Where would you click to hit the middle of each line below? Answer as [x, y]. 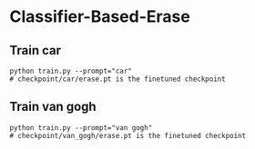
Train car [36, 50]
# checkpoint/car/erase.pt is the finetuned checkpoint [117, 79]
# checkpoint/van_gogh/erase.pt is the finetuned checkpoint [128, 135]
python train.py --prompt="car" [71, 71]
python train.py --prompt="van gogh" [81, 128]
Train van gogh [53, 107]
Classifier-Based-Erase [100, 17]
